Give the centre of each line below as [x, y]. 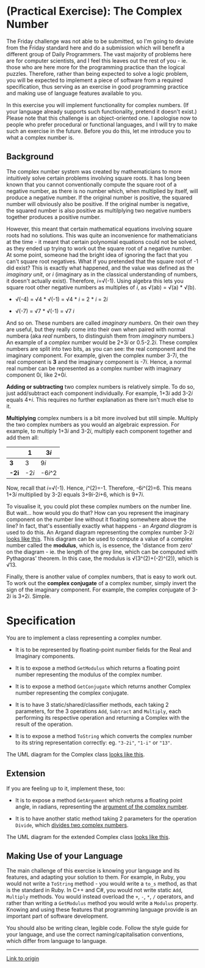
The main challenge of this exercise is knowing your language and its [93, 871]
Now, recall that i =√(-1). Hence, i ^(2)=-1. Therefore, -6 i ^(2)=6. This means [99, 488]
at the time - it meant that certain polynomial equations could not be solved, [102, 242]
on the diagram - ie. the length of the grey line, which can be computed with [102, 552]
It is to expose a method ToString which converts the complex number [104, 736]
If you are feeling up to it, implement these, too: [66, 788]
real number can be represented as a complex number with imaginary [94, 368]
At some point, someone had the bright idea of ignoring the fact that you [97, 254]
